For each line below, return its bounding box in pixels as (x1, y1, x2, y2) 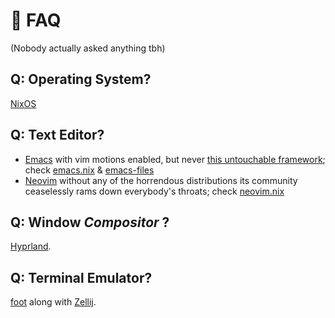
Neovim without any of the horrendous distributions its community (24, 174, 298, 186)
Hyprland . (10, 240, 52, 253)
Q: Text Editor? (10, 127, 105, 144)
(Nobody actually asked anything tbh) (10, 42, 166, 54)
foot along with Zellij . (10, 296, 97, 308)
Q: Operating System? (10, 71, 152, 88)
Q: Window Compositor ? (10, 214, 170, 231)
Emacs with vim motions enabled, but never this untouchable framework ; (24, 153, 326, 165)
